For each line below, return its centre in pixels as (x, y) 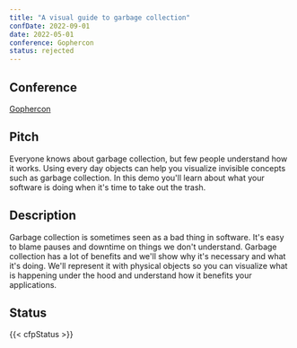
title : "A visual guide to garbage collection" (100, 17)
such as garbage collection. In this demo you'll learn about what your (137, 178)
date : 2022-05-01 (42, 34)
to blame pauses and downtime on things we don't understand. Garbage (143, 247)
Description (43, 216)
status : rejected (42, 51)
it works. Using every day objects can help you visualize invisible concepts (148, 168)
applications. (33, 284)
